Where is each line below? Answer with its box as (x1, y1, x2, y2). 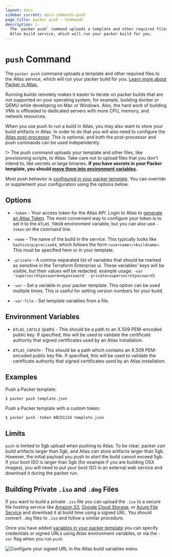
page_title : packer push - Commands (5, 17, 83, 22)
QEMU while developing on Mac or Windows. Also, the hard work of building (5, 102, 167, 108)
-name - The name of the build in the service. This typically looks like (12, 236, 157, 242)
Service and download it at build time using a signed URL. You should (5, 509, 152, 515)
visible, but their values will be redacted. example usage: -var (12, 267, 143, 274)
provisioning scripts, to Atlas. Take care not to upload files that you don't (5, 155, 159, 161)
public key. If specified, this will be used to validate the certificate (12, 332, 151, 338)
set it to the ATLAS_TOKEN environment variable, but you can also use (12, 220, 155, 226)
